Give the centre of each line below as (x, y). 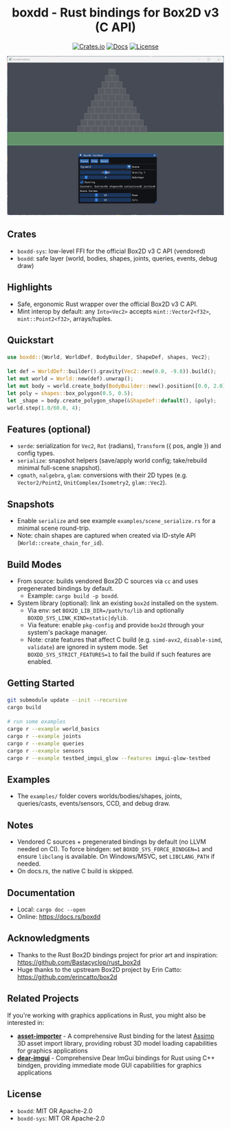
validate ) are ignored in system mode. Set (88, 647)
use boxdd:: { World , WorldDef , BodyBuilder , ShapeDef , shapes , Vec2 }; (109, 357)
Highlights (30, 287)
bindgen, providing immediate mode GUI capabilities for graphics (109, 1065)
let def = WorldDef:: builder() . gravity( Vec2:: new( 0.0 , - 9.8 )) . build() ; (112, 372)
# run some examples (37, 722)
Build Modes (34, 564)
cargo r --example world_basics (53, 729)
